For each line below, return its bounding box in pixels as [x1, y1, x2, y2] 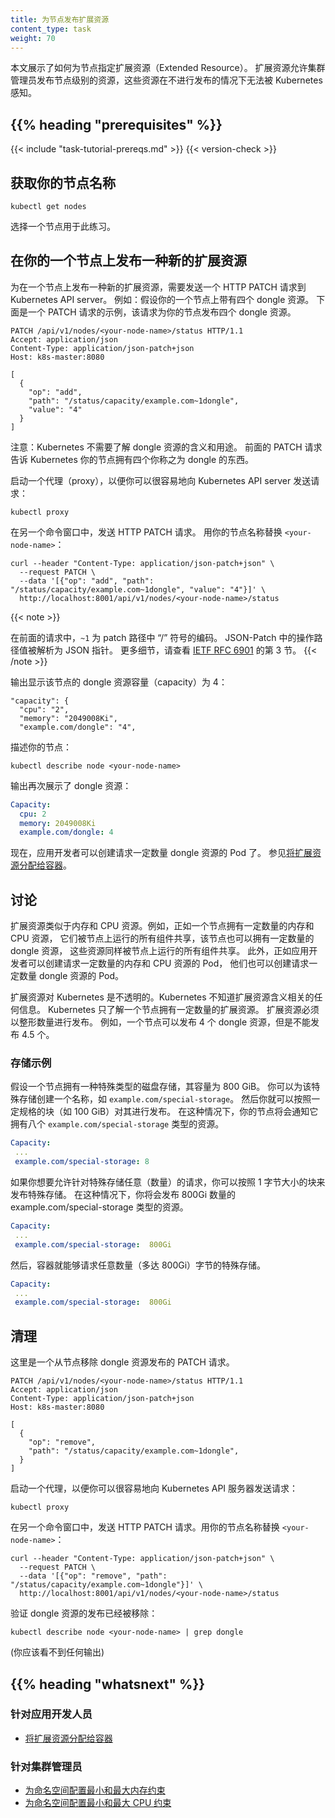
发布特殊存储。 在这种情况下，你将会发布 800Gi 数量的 [10, 1189, 236, 1201]
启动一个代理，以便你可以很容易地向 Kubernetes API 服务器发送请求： [10, 1482, 299, 1495]
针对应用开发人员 [10, 1707, 93, 1721]
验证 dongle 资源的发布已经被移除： [10, 1607, 158, 1620]
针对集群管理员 [10, 1759, 83, 1773]
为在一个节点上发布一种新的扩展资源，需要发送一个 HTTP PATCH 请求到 [10, 281, 307, 293]
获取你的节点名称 [10, 174, 116, 191]
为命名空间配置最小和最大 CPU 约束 [24, 1797, 172, 1809]
